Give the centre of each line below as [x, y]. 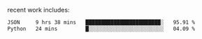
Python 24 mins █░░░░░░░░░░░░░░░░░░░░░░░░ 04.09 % [101, 29]
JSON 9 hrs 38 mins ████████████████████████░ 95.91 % [101, 23]
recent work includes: [38, 10]
